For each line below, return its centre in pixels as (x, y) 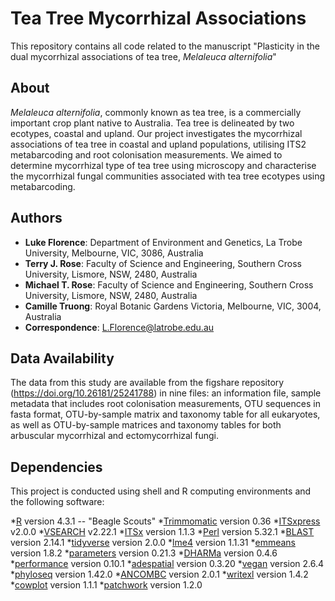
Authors (36, 218)
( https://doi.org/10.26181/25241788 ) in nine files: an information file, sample (166, 393)
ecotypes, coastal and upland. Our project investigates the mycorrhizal (156, 133)
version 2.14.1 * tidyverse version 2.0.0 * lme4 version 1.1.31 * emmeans (153, 543)
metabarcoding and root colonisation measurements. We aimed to (146, 154)
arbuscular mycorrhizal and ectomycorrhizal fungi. (114, 436)
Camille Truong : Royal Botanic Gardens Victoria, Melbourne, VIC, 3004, (173, 306)
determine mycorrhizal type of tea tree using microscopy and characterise (163, 165)
